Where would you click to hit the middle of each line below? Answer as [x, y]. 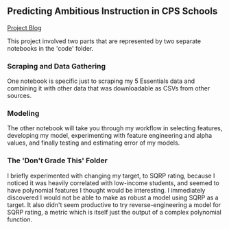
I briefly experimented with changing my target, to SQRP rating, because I [111, 176]
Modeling [23, 114]
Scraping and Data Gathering [57, 66]
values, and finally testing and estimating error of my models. [94, 143]
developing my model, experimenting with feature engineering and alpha [110, 136]
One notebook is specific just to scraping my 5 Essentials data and [101, 81]
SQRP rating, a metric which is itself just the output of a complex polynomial [114, 212]
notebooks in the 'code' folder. [50, 48]
